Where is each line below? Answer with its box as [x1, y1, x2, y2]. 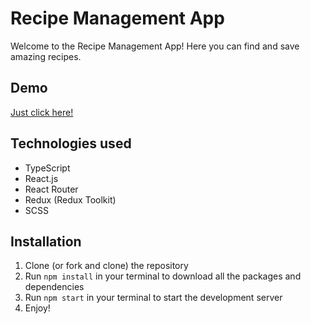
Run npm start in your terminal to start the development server [24, 292, 283, 304]
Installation [10, 233, 82, 250]
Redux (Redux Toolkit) [24, 193, 117, 206]
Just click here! [10, 106, 74, 118]
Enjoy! [24, 302, 51, 314]
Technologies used [10, 135, 132, 152]
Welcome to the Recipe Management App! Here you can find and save [10, 40, 300, 52]
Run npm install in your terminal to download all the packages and [24, 270, 302, 282]
